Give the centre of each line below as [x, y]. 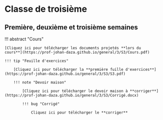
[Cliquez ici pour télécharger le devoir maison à [75, 91]
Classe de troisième [46, 9]
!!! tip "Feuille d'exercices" [37, 61]
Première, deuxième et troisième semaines [71, 27]
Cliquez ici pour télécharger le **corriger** [79, 113]
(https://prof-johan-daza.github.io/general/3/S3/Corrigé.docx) [72, 95]
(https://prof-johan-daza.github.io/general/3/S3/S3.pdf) [65, 74]
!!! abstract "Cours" [24, 39]
